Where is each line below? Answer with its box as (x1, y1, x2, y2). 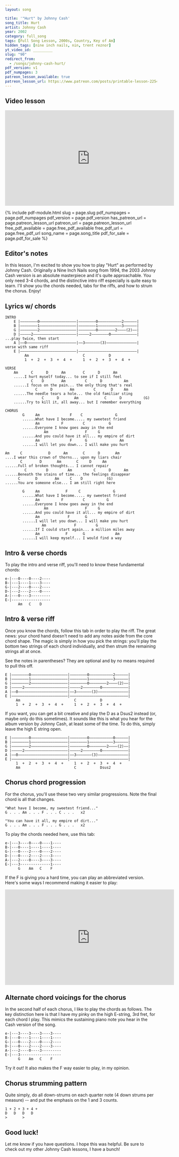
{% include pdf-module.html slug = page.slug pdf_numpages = (5, 210, 130, 215)
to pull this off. (5, 663, 34, 668)
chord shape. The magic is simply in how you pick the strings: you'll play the (5, 638, 157, 644)
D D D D (5, 1111, 34, 1116)
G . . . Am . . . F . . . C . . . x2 (5, 810, 85, 815)
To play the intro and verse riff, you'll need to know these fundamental (5, 562, 145, 568)
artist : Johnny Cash (5, 25, 47, 30)
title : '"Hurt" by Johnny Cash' (5, 16, 70, 21)
